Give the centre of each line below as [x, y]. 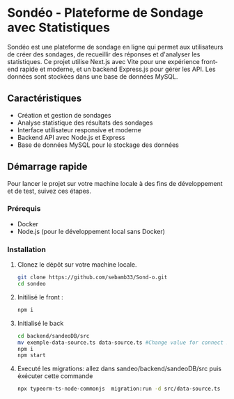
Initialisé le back [40, 323]
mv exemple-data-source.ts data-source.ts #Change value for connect [120, 343]
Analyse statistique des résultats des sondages [85, 123]
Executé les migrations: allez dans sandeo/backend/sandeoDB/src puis [119, 369]
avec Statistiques [58, 28]
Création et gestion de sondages [64, 115]
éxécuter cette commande [55, 376]
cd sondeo [32, 284]
